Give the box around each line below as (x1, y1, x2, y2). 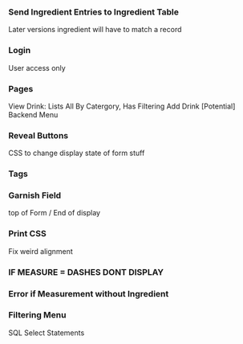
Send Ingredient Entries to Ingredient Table (8, 6, 179, 18)
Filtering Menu (8, 309, 67, 321)
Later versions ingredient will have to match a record (8, 25, 182, 35)
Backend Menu (8, 109, 59, 119)
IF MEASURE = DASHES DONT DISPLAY (8, 266, 164, 277)
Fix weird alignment (8, 246, 74, 256)
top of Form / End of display (8, 208, 101, 218)
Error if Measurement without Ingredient (8, 288, 169, 299)
